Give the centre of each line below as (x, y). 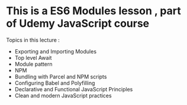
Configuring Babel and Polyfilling (55, 83)
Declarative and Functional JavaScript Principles (74, 89)
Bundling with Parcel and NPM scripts (61, 77)
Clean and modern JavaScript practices (63, 96)
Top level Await (33, 58)
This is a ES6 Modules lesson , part (94, 11)
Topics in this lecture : (33, 40)
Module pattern (33, 64)
